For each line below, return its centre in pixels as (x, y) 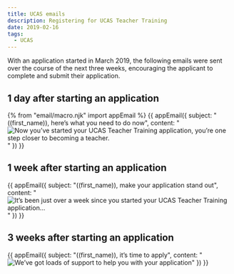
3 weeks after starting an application (91, 238)
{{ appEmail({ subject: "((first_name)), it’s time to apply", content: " (105, 255)
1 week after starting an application (87, 168)
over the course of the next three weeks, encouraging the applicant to (110, 68)
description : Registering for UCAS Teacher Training (87, 21)
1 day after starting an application (83, 98)
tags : (15, 34)
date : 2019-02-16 (33, 27)
